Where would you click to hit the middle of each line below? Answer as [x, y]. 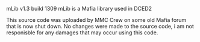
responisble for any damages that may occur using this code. [82, 33]
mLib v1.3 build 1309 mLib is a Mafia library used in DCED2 [79, 9]
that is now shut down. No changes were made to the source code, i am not [100, 26]
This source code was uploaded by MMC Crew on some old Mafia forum [96, 20]
